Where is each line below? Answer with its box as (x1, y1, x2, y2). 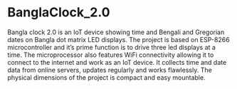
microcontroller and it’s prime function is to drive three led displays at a (7, 43, 216, 51)
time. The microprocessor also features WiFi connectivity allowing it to (7, 51, 214, 59)
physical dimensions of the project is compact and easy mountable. (7, 73, 206, 82)
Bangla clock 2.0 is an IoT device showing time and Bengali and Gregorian (7, 28, 225, 36)
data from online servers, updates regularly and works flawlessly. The (7, 66, 212, 74)
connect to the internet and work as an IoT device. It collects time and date (7, 58, 227, 66)
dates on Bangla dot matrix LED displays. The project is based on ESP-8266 (7, 35, 230, 43)
